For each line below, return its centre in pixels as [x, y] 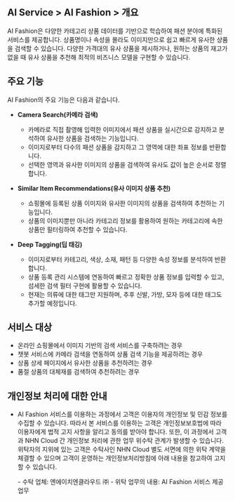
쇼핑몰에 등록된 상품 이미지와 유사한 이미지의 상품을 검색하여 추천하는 [122, 203]
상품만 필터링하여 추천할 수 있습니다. [78, 229]
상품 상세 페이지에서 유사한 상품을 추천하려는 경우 [85, 363]
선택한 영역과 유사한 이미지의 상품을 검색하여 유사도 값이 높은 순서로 [121, 164]
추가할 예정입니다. [52, 303]
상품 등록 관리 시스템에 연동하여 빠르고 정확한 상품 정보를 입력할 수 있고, [126, 276]
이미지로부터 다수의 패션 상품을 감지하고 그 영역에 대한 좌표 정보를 [118, 147]
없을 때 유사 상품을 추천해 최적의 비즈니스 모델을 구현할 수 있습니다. [99, 57]
